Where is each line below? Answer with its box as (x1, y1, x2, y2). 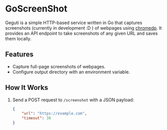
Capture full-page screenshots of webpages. (12, 63, 106, 69)
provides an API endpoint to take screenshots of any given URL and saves (5, 30, 158, 36)
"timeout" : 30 (22, 116, 51, 121)
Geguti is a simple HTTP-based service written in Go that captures (5, 20, 142, 26)
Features (5, 50, 34, 59)
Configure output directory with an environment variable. (12, 69, 130, 75)
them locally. (5, 36, 32, 42)
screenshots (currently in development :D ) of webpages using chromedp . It (5, 25, 162, 31)
